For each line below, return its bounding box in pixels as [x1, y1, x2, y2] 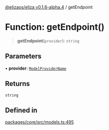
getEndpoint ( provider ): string [17, 38, 80, 43]
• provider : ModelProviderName [5, 65, 67, 71]
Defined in [5, 106, 38, 114]
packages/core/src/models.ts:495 [5, 119, 74, 125]
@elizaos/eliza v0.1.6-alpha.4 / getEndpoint [5, 4, 93, 10]
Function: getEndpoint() [5, 22, 105, 33]
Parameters [5, 52, 42, 61]
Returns [5, 80, 30, 88]
